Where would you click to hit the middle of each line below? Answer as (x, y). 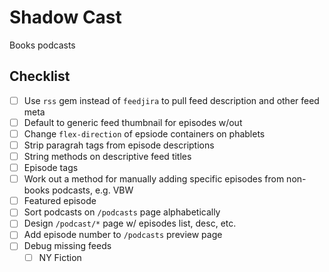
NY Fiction (60, 257)
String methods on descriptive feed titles (107, 156)
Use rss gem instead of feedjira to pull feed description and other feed (171, 100)
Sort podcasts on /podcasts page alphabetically (122, 212)
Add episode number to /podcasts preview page (123, 235)
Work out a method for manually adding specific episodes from (154, 179)
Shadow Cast (65, 17)
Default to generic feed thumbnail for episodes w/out (133, 122)
